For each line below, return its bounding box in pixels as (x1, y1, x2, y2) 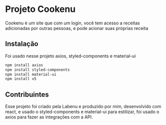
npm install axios (5, 62, 43, 68)
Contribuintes (5, 90, 49, 99)
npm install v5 (5, 76, 37, 82)
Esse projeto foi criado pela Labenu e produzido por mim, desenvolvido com (5, 104, 162, 110)
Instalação (5, 40, 39, 48)
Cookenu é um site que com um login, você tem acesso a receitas (5, 20, 140, 26)
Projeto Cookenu (5, 3, 76, 15)
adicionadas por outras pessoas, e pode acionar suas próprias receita (5, 25, 149, 31)
